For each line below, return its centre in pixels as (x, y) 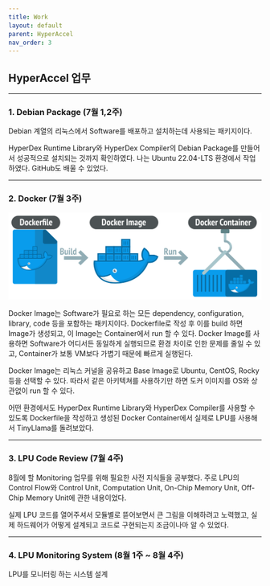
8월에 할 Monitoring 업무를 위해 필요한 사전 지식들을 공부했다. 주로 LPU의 (124, 477)
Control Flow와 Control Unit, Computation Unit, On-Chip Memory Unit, (124, 487)
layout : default (35, 25)
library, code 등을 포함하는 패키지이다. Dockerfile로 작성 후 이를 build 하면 (126, 324)
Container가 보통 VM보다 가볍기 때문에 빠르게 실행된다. (106, 354)
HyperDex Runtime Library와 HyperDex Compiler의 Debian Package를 (124, 148)
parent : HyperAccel (41, 34)
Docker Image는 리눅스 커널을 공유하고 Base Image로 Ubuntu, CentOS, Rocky (134, 371)
